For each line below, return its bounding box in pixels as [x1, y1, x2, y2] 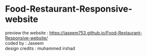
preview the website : [5, 30, 49, 36]
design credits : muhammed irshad [5, 45, 75, 51]
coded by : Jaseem [5, 40, 44, 46]
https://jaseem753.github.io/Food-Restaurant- [49, 30, 142, 36]
